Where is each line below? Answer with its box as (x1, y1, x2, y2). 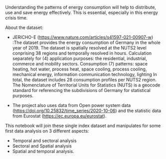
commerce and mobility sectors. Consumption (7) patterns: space (12, 61, 148, 66)
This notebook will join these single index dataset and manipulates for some (5, 122, 161, 128)
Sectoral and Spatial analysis (12, 143, 72, 149)
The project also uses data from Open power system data (12, 102, 131, 108)
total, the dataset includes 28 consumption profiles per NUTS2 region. (12, 77, 157, 82)
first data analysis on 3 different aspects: (5, 128, 89, 134)
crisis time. (5, 15, 28, 20)
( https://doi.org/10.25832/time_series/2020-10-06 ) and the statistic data (12, 107, 161, 113)
